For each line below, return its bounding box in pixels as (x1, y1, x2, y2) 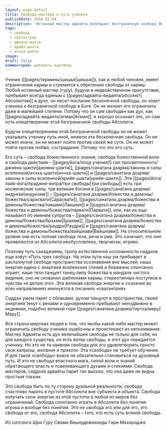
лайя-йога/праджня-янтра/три (5, 180, 71, 187)
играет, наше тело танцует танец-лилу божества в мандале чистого (5, 270, 150, 276)
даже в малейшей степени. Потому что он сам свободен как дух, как (5, 108, 153, 115)
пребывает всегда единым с (5, 93, 66, 99)
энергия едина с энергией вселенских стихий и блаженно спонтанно (5, 265, 153, 271)
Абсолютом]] (5, 98, 33, 104)
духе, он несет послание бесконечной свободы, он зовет (38, 98, 160, 104)
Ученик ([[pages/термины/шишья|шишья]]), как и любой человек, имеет (5, 77, 160, 83)
